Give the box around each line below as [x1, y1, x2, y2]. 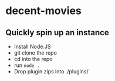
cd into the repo [13, 56, 53, 62]
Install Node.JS [13, 43, 51, 50]
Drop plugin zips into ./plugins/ [13, 68, 89, 75]
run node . [13, 62, 40, 69]
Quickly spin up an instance [5, 28, 109, 38]
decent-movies [5, 4, 82, 18]
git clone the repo [13, 49, 57, 56]
